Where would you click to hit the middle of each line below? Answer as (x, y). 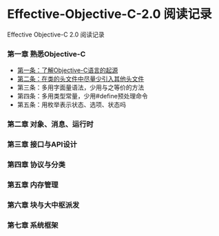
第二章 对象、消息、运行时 (51, 125)
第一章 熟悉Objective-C (46, 54)
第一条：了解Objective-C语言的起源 (67, 70)
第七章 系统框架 (33, 225)
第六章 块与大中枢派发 (43, 205)
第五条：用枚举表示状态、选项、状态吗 (71, 105)
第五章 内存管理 (33, 184)
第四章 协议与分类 (36, 164)
